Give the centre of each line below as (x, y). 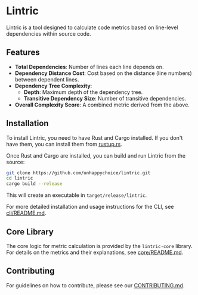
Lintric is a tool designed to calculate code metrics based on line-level (92, 27)
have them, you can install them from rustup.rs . (64, 144)
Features (23, 53)
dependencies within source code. (49, 33)
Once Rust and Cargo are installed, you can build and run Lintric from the (96, 155)
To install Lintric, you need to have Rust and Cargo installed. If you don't (95, 137)
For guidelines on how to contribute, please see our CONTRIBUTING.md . (95, 285)
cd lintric (20, 178)
